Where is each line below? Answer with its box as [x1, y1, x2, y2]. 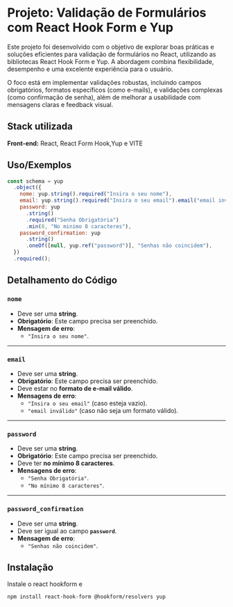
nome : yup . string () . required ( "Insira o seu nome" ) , [19, 191, 172, 197]
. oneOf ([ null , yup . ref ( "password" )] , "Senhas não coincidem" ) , [25, 242, 213, 250]
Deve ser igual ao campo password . [17, 526, 117, 535]
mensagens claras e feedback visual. [7, 100, 114, 108]
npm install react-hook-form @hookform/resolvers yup [7, 593, 166, 601]
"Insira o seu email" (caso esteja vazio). [27, 398, 148, 407]
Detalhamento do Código [7, 275, 118, 286]
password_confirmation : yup [19, 229, 101, 236]
